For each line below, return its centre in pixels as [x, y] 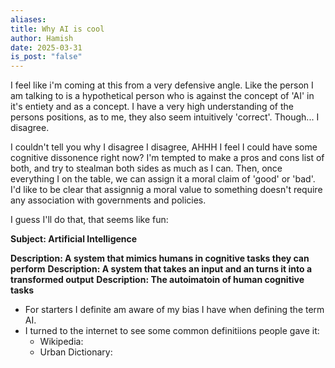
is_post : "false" [46, 57]
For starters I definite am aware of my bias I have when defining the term [174, 310]
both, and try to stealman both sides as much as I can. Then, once [146, 168]
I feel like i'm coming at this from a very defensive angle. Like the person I [162, 85]
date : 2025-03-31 [46, 47]
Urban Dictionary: [76, 352]
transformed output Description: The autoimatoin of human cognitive [157, 280]
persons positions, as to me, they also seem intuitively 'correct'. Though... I [165, 117]
